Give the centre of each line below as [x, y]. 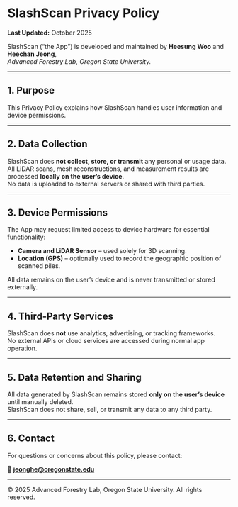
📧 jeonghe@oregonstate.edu [51, 469]
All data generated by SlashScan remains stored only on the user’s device [116, 394]
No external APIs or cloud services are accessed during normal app [106, 341]
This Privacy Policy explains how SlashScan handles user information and [115, 107]
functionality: [27, 237]
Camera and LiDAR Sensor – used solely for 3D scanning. [102, 251]
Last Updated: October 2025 [50, 33]
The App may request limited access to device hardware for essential [109, 230]
